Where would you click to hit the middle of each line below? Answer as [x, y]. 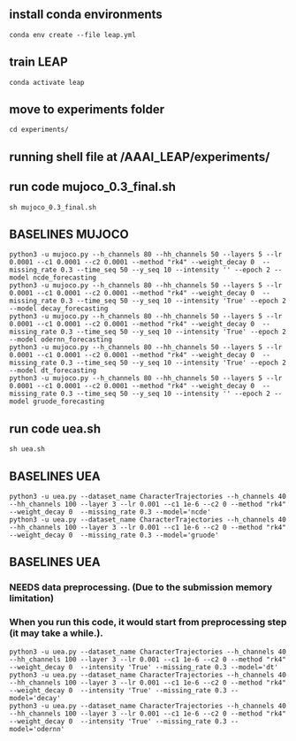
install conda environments [86, 15]
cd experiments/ [39, 130]
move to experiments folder [87, 110]
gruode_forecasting [68, 401]
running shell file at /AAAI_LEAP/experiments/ [140, 157]
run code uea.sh [55, 428]
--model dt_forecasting [53, 370]
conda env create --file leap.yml [73, 34]
